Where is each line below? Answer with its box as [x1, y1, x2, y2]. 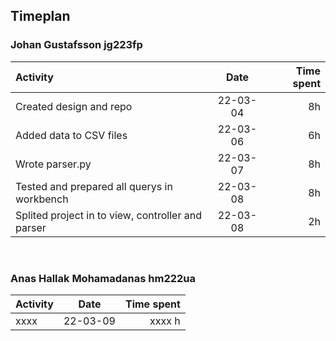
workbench [15, 192, 69, 206]
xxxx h [149, 314, 181, 328]
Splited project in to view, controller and [15, 208, 202, 222]
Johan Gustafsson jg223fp [10, 38, 143, 52]
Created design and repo [15, 99, 133, 113]
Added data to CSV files [15, 128, 128, 142]
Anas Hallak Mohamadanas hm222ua [10, 271, 197, 285]
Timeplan [10, 8, 71, 25]
